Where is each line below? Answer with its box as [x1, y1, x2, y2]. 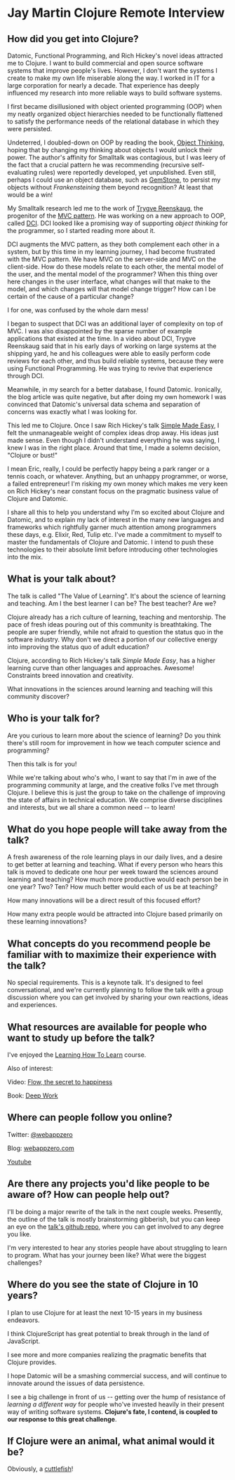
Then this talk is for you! [7, 759, 77, 768]
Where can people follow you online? [7, 1112, 173, 1124]
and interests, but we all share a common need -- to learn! [7, 803, 175, 811]
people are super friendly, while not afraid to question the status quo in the [7, 627, 223, 636]
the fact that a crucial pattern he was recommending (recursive [7, 161, 190, 169]
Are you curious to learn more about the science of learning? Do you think [7, 731, 221, 740]
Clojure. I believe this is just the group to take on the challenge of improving [7, 788, 226, 796]
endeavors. [7, 1316, 40, 1324]
